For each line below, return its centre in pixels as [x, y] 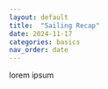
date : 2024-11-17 [41, 33]
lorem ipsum [32, 75]
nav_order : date [39, 50]
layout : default [39, 17]
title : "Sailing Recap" [54, 26]
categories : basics [45, 42]
